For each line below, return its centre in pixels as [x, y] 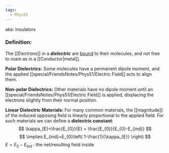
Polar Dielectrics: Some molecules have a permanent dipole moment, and [82, 69]
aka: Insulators [20, 29]
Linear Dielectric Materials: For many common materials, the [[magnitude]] [84, 110]
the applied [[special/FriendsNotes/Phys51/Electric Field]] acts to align [78, 74]
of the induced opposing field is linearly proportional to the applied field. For [85, 115]
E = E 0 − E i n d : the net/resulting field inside [50, 145]
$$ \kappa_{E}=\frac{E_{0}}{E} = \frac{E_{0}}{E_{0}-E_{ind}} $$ [85, 129]
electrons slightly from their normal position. [51, 100]
